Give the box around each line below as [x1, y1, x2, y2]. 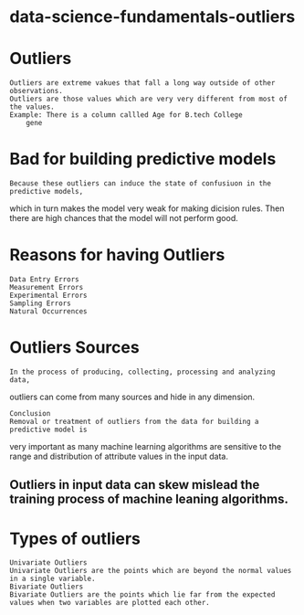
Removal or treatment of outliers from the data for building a [9, 417, 259, 426]
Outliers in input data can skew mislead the [9, 477, 260, 493]
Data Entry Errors [9, 275, 79, 284]
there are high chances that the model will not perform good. [9, 213, 239, 224]
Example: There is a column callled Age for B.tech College [9, 111, 244, 120]
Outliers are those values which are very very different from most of [9, 94, 288, 104]
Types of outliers [9, 528, 142, 549]
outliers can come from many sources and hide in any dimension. [9, 391, 256, 402]
